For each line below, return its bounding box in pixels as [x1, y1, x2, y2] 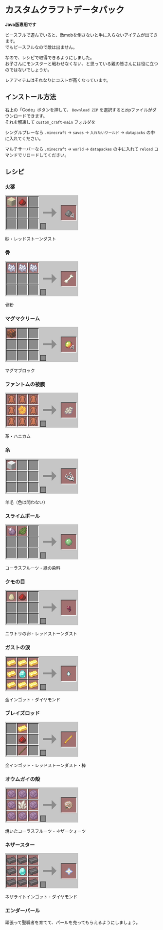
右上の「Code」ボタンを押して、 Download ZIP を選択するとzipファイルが [5, 107, 152, 112]
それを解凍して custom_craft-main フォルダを [5, 119, 96, 125]
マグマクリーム [5, 315, 40, 322]
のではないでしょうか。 [5, 66, 52, 72]
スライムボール [5, 512, 40, 519]
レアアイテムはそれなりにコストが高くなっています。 [5, 77, 111, 83]
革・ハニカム [5, 433, 31, 439]
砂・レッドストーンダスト [5, 236, 56, 242]
